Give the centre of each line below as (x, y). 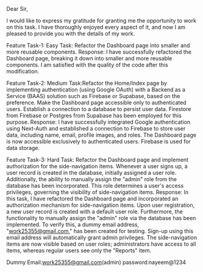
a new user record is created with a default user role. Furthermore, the (94, 212)
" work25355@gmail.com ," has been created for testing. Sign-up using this (100, 231)
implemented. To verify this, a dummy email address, (73, 224)
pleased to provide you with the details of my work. (71, 34)
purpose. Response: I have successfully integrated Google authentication (98, 122)
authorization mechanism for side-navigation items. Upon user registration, (101, 205)
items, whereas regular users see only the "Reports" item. (79, 250)
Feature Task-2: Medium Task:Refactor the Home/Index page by (87, 83)
